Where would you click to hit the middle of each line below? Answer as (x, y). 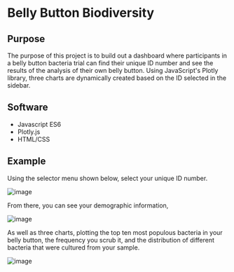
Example (27, 162)
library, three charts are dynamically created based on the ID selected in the (117, 78)
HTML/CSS (34, 139)
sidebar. (19, 85)
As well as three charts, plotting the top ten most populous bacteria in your (115, 232)
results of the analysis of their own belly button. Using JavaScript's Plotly (113, 70)
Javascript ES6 (39, 124)
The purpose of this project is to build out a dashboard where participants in (117, 55)
